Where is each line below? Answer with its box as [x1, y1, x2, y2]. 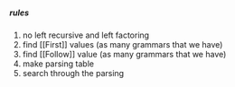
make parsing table [22, 58, 95, 69]
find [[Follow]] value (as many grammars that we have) [22, 48, 227, 59]
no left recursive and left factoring [22, 30, 150, 40]
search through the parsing [22, 67, 125, 78]
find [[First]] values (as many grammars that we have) [22, 39, 223, 49]
